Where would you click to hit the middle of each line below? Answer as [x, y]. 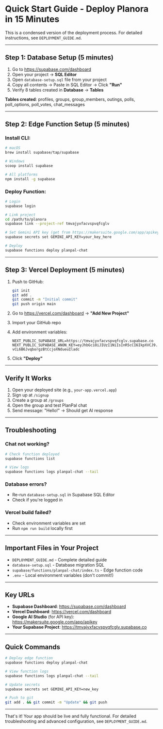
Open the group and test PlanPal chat [49, 405]
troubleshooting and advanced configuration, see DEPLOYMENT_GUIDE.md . [76, 721]
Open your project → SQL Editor [44, 74]
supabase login [20, 206]
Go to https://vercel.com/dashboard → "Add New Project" [71, 313]
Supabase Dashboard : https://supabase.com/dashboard [69, 606]
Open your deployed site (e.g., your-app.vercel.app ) [65, 390]
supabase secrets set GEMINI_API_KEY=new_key [52, 689]
